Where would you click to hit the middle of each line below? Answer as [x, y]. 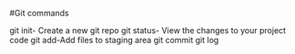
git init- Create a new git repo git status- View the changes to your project [148, 30]
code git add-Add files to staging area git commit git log [114, 40]
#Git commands [40, 13]
